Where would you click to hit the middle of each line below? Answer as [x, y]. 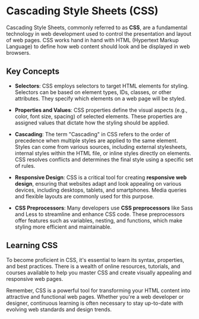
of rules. [25, 165]
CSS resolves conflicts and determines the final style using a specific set [104, 159]
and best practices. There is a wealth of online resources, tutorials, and [93, 266]
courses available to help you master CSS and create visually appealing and [99, 273]
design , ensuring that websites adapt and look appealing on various [98, 183]
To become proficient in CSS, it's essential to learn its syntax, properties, [95, 259]
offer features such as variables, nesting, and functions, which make [99, 220]
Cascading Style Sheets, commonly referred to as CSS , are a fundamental [97, 27]
